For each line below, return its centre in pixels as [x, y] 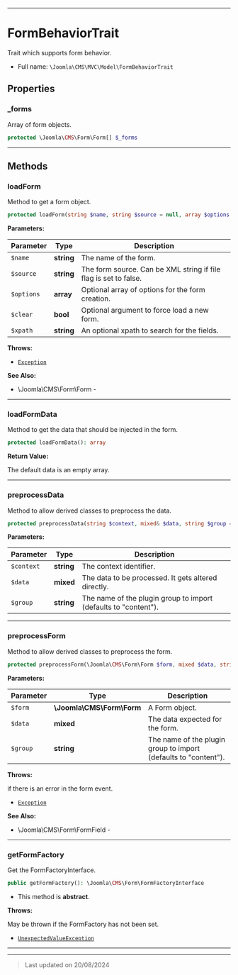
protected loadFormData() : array [57, 443]
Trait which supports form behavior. [59, 52]
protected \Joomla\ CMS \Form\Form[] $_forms [73, 138]
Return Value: [28, 456]
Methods [28, 166]
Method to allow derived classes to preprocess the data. [90, 511]
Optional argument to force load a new [145, 311]
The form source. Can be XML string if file [151, 269]
